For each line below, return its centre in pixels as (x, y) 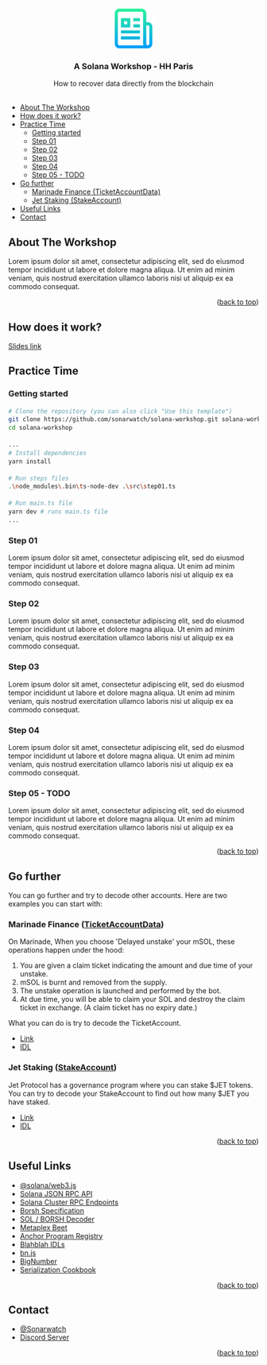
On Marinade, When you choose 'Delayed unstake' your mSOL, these (122, 942)
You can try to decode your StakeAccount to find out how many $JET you (129, 1093)
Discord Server (44, 1337)
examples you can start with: (56, 904)
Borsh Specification (52, 1210)
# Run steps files (39, 478)
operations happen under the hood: (66, 950)
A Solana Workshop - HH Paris (133, 66)
